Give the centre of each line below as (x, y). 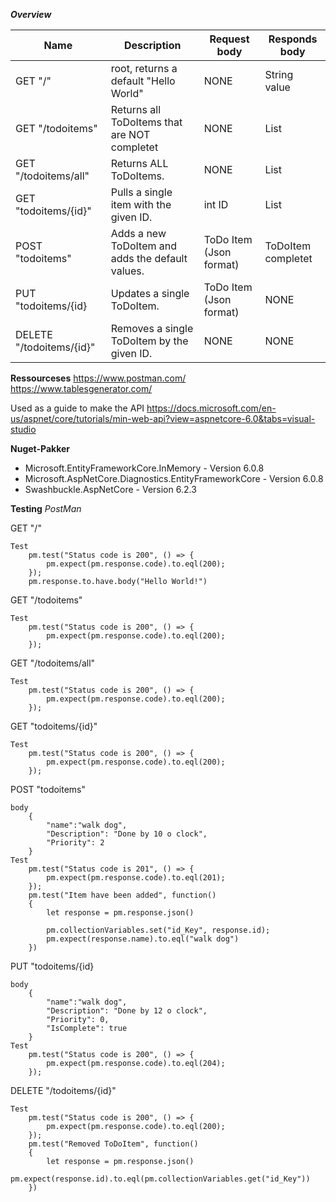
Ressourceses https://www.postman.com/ (98, 378)
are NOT (130, 134)
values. (127, 271)
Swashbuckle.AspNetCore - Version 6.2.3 (110, 489)
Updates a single (150, 293)
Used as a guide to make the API (77, 408)
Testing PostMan (46, 508)
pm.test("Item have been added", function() (122, 895)
